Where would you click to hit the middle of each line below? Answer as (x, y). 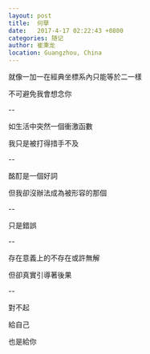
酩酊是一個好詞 (33, 176)
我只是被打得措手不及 (43, 143)
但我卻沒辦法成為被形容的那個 (57, 193)
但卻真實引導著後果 (40, 275)
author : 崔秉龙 (32, 46)
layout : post (30, 16)
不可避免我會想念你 (40, 94)
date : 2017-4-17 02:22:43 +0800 (66, 30)
